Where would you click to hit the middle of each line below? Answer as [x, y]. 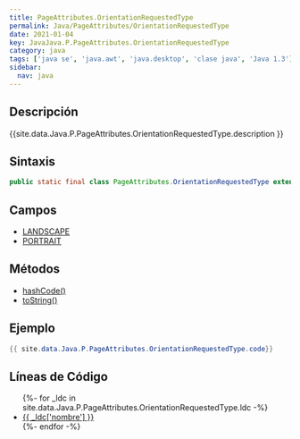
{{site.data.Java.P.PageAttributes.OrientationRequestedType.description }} [146, 133]
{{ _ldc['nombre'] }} [58, 418]
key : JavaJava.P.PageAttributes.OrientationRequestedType [119, 42]
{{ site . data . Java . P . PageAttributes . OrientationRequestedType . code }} [142, 349]
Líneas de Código [59, 376]
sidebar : [25, 68]
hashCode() [44, 291]
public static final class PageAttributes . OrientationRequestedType [139, 182]
